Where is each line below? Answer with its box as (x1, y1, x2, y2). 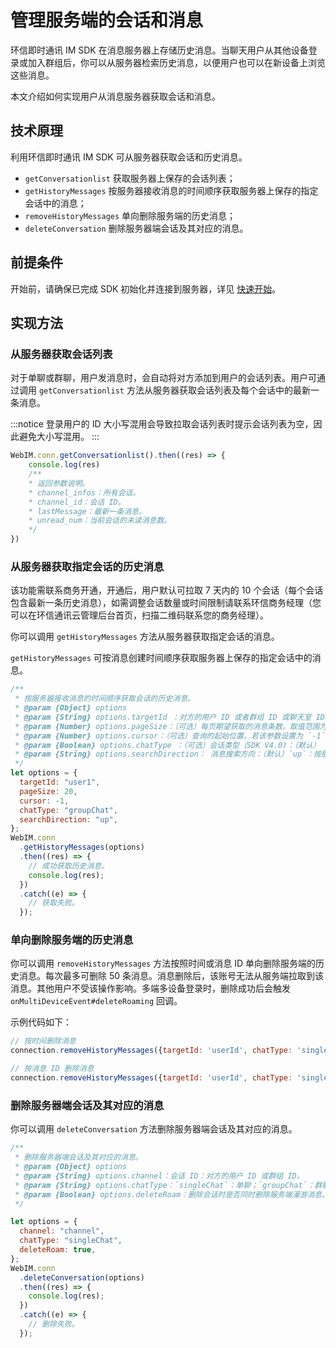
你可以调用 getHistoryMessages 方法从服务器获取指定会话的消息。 (10, 631, 280, 643)
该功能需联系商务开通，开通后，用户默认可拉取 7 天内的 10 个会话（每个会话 (10, 584, 324, 596)
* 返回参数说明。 (28, 478, 90, 488)
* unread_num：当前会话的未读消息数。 (28, 516, 172, 526)
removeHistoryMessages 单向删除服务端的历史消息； (24, 209, 237, 221)
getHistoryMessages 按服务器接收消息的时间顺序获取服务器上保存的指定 (24, 184, 319, 196)
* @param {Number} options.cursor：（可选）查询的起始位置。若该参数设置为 (14, 731, 304, 741)
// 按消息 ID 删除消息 (10, 1064, 95, 1074)
